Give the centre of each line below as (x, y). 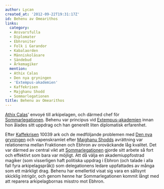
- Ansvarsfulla (25, 32)
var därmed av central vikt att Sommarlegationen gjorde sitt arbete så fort (79, 150)
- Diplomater (23, 37)
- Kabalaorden (24, 50)
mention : (18, 69)
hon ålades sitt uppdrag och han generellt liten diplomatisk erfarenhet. (76, 125)
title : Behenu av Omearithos (35, 101)
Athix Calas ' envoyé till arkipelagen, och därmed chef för (62, 115)
